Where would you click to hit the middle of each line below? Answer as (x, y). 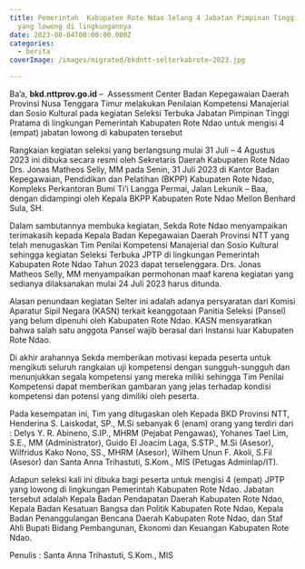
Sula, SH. (26, 208)
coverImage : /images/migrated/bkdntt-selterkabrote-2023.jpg (128, 60)
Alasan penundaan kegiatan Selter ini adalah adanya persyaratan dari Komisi (152, 301)
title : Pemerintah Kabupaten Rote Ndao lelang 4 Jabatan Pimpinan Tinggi (154, 18)
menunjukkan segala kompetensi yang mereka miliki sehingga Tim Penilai (147, 377)
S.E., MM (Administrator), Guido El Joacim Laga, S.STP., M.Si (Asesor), (142, 443)
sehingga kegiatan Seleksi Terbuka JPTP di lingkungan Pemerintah (135, 255)
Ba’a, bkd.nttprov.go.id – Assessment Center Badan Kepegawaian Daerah (149, 94)
